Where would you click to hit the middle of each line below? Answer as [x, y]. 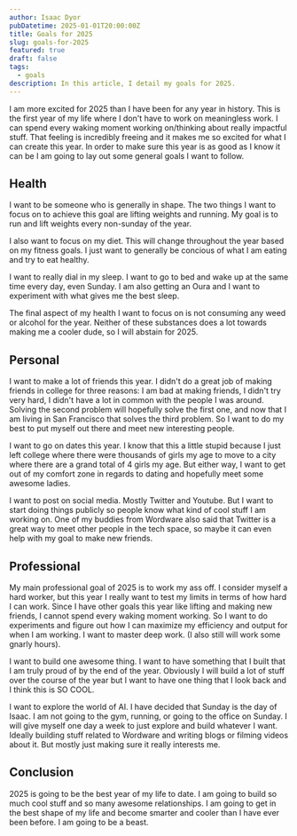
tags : [19, 67]
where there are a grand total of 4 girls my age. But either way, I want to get [148, 465]
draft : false [33, 59]
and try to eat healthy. [49, 260]
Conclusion [42, 773]
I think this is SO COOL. [52, 690]
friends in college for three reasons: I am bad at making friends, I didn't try [145, 390]
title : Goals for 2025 [51, 34]
